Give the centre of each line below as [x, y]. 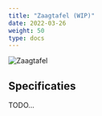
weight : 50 [27, 30]
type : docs [27, 38]
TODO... [21, 106]
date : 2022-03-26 [37, 23]
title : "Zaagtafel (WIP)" [51, 16]
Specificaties [42, 86]
